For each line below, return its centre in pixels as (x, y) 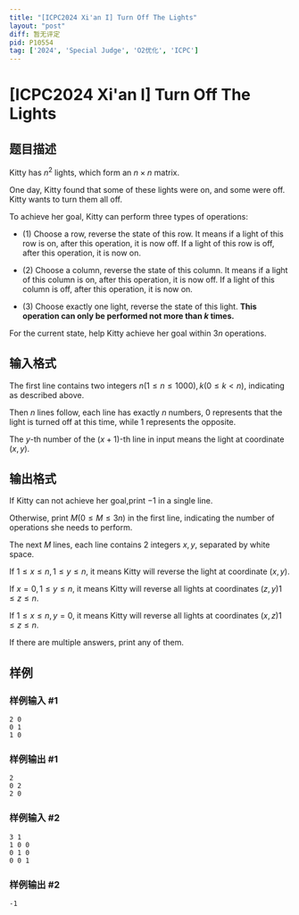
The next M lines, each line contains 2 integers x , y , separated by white (140, 545)
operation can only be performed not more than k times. (128, 316)
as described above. (47, 395)
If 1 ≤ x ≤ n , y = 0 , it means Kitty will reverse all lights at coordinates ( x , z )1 (146, 616)
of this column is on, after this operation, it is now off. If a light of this (148, 279)
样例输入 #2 (35, 818)
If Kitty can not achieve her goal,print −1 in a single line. (111, 501)
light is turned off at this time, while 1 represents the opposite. (123, 421)
